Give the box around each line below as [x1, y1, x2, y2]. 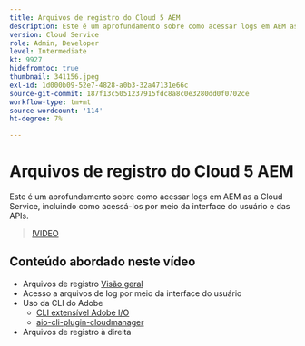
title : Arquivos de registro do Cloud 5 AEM [9, 13, 181, 23]
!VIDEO [31, 228, 59, 239]
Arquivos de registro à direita [22, 326, 132, 337]
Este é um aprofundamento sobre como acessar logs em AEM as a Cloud [9, 191, 283, 202]
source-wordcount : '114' [9, 106, 103, 115]
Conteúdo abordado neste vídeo [9, 255, 196, 270]
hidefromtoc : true [9, 64, 79, 73]
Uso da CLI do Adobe [22, 297, 103, 308]
